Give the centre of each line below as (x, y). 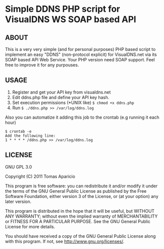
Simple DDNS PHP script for (63, 9)
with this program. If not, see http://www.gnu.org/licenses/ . (65, 241)
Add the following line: (30, 136)
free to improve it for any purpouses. (42, 65)
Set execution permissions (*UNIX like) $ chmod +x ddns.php (73, 102)
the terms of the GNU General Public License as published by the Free (76, 191)
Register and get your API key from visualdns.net (61, 92)
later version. (18, 201)
